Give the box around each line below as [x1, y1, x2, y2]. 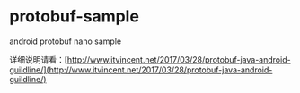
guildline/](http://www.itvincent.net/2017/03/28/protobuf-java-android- [9, 64, 273, 75]
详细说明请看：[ [9, 54, 68, 64]
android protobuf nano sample [9, 36, 122, 46]
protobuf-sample [9, 6, 139, 27]
